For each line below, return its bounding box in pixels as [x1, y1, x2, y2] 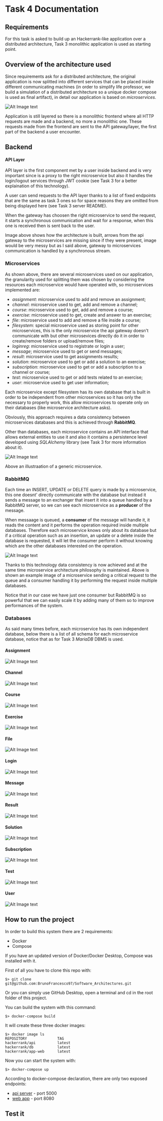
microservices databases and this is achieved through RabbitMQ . [5, 419, 137, 425]
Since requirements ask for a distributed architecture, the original [5, 73, 136, 79]
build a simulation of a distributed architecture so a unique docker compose [5, 89, 157, 95]
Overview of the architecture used [5, 60, 111, 69]
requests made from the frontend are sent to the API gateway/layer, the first [5, 123, 157, 129]
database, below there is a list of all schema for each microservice [5, 631, 138, 637]
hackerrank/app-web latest [5, 1049, 71, 1054]
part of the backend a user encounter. [5, 129, 81, 135]
